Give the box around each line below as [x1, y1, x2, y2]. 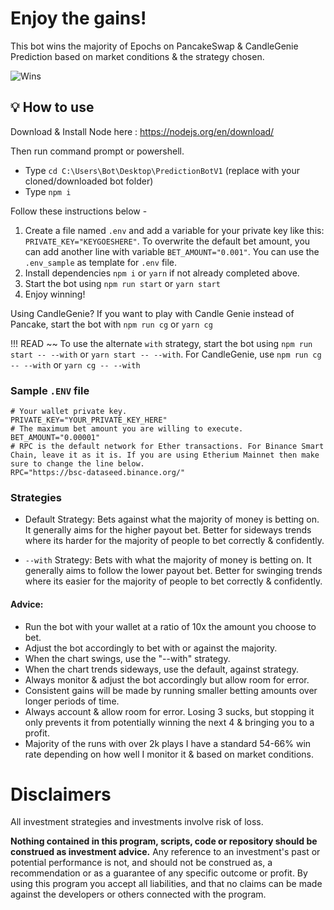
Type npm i [24, 185, 72, 197]
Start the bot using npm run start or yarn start [24, 277, 221, 289]
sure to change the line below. [10, 459, 145, 469]
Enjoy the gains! [10, 7, 147, 30]
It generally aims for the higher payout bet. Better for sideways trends [24, 524, 312, 536]
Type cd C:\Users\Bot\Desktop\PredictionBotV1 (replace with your [24, 164, 301, 176]
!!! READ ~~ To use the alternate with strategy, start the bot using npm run [10, 337, 313, 349]
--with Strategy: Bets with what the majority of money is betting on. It [24, 554, 312, 566]
